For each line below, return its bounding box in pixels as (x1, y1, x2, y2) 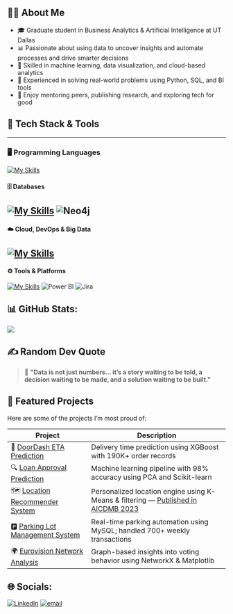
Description (137, 430, 177, 440)
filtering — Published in (121, 495, 198, 505)
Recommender (10, 496, 59, 506)
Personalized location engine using (91, 487, 206, 496)
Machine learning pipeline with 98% (91, 464, 209, 474)
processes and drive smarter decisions (17, 54, 129, 62)
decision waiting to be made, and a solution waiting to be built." (24, 375, 212, 383)
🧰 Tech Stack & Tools (7, 118, 99, 130)
